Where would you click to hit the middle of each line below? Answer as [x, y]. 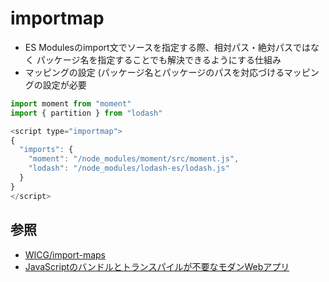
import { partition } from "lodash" [86, 113]
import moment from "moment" [71, 103]
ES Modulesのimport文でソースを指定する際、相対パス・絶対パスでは [167, 47]
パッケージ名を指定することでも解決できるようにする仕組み [159, 59]
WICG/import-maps [65, 254]
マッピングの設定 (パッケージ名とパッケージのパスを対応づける [154, 72]
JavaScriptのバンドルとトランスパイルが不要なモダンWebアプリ [157, 266]
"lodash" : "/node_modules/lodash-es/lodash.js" [129, 168]
